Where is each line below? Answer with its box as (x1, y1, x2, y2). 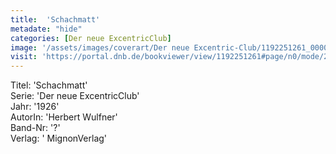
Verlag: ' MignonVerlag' (10, 132, 108, 145)
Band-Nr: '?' (10, 122, 61, 134)
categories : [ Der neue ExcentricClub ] (10, 33, 172, 43)
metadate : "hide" (10, 24, 83, 34)
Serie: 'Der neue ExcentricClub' (10, 90, 140, 102)
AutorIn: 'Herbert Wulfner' (10, 111, 118, 123)
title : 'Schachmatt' (10, 14, 101, 25)
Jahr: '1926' (10, 101, 60, 113)
